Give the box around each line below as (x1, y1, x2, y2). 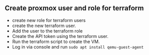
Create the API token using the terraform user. (12, 33, 108, 39)
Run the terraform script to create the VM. (12, 38, 100, 44)
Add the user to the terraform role (12, 27, 83, 34)
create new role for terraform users (12, 17, 86, 23)
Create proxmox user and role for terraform (5, 4, 144, 12)
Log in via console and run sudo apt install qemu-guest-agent (12, 43, 144, 49)
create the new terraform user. (12, 22, 77, 28)
